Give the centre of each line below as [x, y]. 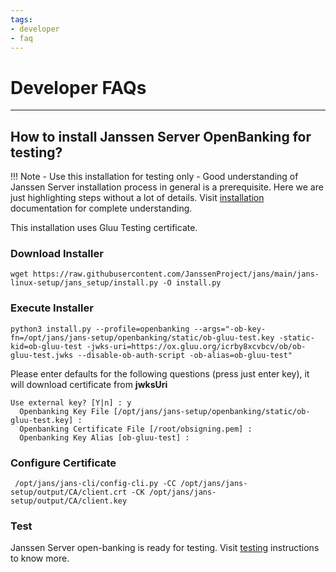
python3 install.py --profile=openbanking [100, 329]
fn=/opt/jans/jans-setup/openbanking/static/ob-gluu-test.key [142, 337]
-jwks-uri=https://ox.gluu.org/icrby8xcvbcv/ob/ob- [196, 346]
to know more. [40, 558]
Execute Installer [52, 308]
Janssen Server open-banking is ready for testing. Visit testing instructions [165, 548]
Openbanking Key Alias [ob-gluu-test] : [104, 437]
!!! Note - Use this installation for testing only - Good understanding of [154, 177]
